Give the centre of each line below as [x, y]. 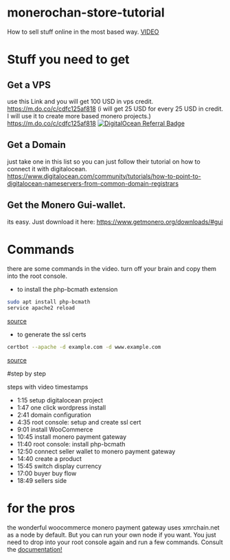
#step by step [27, 374]
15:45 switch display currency [59, 466]
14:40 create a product [49, 459]
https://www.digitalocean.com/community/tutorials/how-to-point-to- [104, 176]
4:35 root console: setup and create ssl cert [79, 422]
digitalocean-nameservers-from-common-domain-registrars [93, 183]
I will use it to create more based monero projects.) [79, 116]
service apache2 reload [41, 308]
